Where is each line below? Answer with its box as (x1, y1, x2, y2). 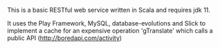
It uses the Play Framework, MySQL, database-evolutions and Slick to (7, 19, 206, 27)
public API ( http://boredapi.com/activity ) (7, 34, 122, 42)
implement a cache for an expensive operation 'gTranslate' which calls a (7, 27, 213, 35)
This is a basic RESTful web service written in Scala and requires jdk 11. (7, 6, 211, 14)
